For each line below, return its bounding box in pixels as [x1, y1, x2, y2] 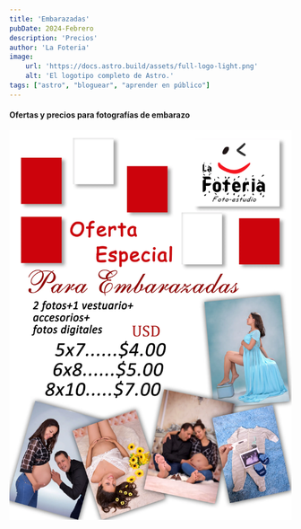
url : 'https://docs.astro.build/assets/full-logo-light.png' [25, 62, 258, 71]
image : [9, 52, 34, 62]
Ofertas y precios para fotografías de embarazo [9, 110, 191, 120]
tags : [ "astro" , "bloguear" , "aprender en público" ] [9, 81, 211, 90]
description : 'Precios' [9, 33, 99, 42]
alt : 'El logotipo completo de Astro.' [25, 72, 175, 81]
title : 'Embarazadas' [9, 14, 90, 23]
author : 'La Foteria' [9, 43, 90, 52]
